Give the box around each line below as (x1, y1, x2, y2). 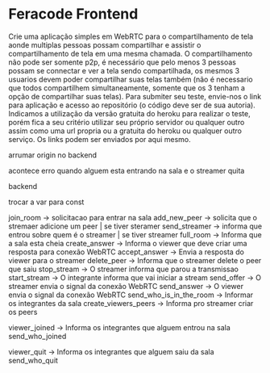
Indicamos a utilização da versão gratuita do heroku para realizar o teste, (8, 108, 251, 118)
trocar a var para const (8, 197, 85, 207)
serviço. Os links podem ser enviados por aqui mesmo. (8, 134, 191, 144)
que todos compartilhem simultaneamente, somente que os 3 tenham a (8, 82, 246, 93)
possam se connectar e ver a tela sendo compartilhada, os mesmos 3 (8, 65, 240, 75)
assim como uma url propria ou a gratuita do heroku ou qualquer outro (8, 126, 242, 136)
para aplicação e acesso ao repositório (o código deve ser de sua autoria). (8, 100, 255, 110)
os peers (8, 307, 38, 316)
